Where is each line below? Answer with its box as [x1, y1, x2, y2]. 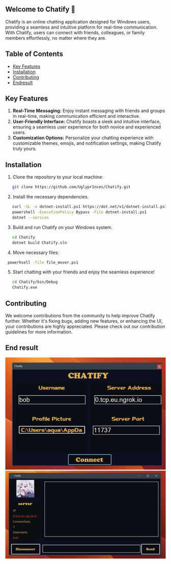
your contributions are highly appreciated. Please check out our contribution [5, 323, 165, 329]
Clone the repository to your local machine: [12, 174, 103, 180]
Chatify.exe [12, 285, 38, 290]
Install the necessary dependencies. [12, 194, 89, 200]
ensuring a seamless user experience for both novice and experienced [12, 124, 161, 130]
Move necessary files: [12, 249, 60, 255]
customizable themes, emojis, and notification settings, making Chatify [12, 140, 161, 146]
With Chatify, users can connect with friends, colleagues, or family [5, 29, 145, 36]
